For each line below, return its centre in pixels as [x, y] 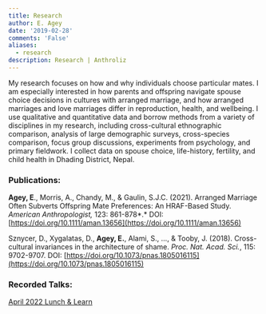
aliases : [23, 46]
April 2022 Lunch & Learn [51, 302]
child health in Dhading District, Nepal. [71, 159]
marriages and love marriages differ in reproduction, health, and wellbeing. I [133, 108]
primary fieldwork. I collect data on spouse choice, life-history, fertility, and [132, 151]
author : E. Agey [35, 23]
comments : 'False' [39, 38]
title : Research [35, 16]
